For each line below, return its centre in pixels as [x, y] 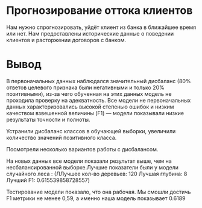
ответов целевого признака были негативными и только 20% [85, 87]
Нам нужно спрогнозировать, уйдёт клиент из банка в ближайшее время [101, 27]
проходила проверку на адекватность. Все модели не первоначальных [99, 100]
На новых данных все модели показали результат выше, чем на [89, 161]
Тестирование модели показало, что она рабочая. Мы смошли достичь [99, 192]
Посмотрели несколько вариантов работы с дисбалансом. [82, 149]
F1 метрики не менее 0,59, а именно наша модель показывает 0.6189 [96, 198]
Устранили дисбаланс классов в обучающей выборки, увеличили [91, 131]
